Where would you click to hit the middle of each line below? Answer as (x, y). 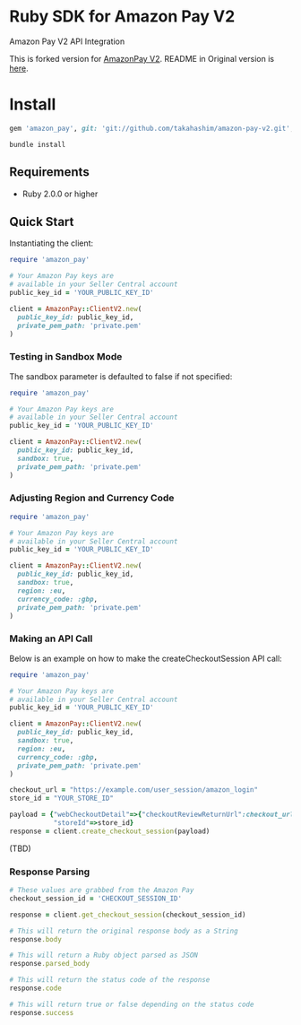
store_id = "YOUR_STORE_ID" (62, 799)
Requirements (49, 172)
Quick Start (42, 222)
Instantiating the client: (52, 243)
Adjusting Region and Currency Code (92, 498)
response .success (42, 1012)
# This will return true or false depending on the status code (132, 1004)
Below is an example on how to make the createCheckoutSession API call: (146, 658)
